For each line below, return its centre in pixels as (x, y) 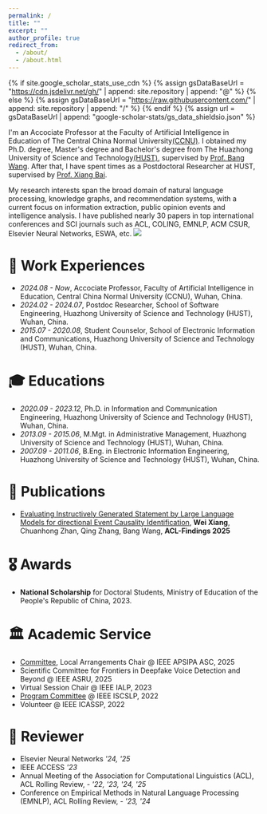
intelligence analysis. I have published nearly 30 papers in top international (131, 215)
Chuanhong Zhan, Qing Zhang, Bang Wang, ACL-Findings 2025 (125, 531)
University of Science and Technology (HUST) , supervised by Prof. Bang (126, 157)
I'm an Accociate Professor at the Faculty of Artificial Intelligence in (119, 132)
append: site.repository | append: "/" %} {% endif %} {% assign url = (122, 108)
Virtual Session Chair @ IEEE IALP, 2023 (86, 687)
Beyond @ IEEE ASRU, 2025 (66, 678)
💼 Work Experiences (77, 266)
